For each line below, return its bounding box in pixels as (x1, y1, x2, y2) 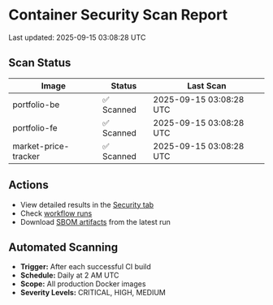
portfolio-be (12, 99, 60, 110)
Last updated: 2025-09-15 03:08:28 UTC (8, 32, 146, 42)
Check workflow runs (19, 208, 93, 218)
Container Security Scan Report (8, 6, 228, 24)
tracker (12, 150, 41, 161)
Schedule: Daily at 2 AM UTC (19, 270, 119, 281)
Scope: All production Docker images (19, 279, 146, 289)
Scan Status (8, 56, 71, 70)
